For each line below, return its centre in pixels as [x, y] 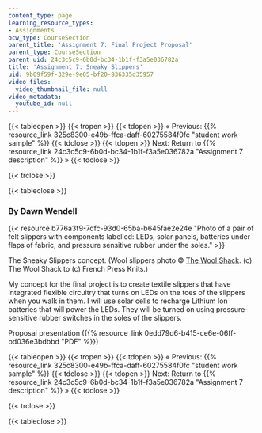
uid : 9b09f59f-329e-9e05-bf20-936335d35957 [81, 74]
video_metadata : [35, 97]
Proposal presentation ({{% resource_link [76, 333]
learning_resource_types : [51, 23]
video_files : [30, 82]
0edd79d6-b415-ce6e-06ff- [190, 333]
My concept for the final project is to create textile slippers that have [120, 284]
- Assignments [32, 30]
